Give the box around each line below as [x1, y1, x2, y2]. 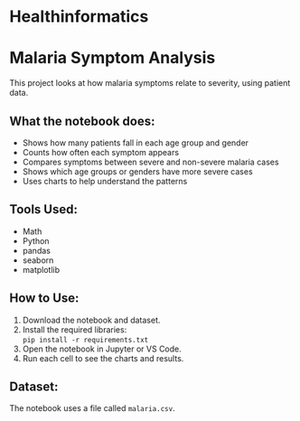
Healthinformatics [9, 6, 149, 27]
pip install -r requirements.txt [22, 335, 149, 344]
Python [22, 235, 50, 246]
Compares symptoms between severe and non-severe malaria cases [22, 156, 279, 167]
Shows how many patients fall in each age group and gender [22, 137, 249, 148]
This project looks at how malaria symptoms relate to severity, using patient [9, 78, 291, 89]
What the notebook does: [9, 113, 155, 128]
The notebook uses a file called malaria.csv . [9, 403, 175, 414]
